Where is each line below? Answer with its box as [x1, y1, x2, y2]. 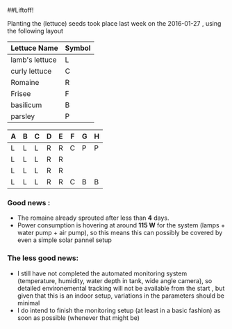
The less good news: [7, 253, 78, 263]
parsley [10, 111, 35, 121]
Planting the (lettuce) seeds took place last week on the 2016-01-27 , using [7, 19, 222, 27]
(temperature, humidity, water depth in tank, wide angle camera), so [17, 276, 213, 284]
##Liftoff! [7, 6, 34, 14]
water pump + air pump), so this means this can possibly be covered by [17, 229, 223, 237]
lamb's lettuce [10, 55, 57, 65]
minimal [17, 298, 40, 307]
